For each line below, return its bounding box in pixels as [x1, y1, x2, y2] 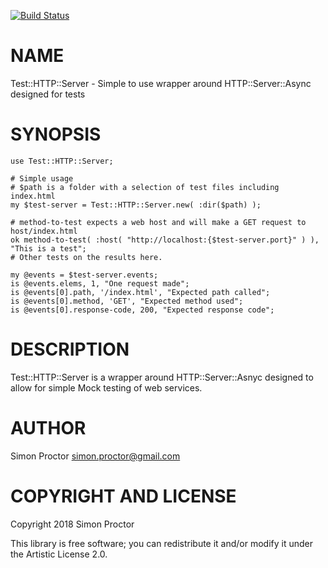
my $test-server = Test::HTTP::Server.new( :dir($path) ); [10, 200, 262, 210]
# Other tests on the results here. [10, 252, 163, 262]
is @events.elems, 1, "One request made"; [10, 278, 190, 289]
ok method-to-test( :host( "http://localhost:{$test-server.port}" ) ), [10, 235, 320, 245]
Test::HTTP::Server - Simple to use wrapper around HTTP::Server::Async [10, 77, 312, 89]
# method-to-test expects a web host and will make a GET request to [10, 217, 307, 227]
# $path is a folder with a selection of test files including [10, 182, 280, 192]
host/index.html [10, 226, 78, 236]
